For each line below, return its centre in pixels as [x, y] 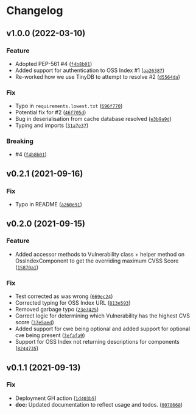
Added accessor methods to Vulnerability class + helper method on [100, 254]
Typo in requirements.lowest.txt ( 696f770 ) [69, 106]
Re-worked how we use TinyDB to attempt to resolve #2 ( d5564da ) [98, 76]
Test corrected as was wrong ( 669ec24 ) [64, 296]
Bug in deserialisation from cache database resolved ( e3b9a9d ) [93, 119]
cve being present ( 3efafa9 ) [50, 335]
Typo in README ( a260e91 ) [48, 205]
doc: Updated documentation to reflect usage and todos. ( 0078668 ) [99, 404]
